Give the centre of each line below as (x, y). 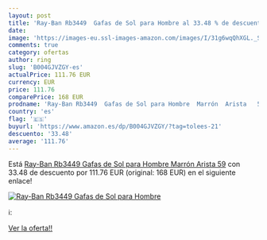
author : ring (30, 60)
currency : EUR (32, 82)
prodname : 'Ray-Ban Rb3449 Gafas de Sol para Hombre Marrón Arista (128, 104)
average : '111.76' (39, 141)
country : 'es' (32, 112)
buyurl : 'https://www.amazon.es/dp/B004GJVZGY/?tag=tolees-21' (115, 126)
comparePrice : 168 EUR (46, 97)
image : (19, 38)
